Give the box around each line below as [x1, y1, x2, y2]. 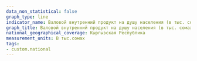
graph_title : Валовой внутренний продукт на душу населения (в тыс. [6, 24, 177, 31]
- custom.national [6, 46, 51, 52]
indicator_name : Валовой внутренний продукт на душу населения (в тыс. [6, 19, 185, 25]
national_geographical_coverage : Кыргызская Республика [6, 30, 145, 36]
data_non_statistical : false [6, 8, 77, 15]
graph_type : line [6, 14, 49, 20]
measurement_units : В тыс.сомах [6, 35, 85, 41]
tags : [6, 41, 19, 47]
